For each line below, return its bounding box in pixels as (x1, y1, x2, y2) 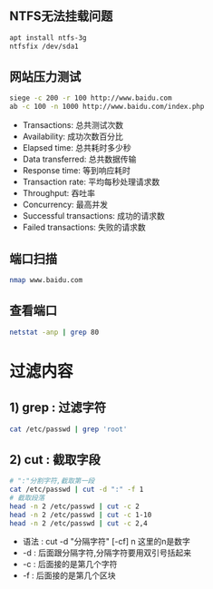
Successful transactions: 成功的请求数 (22, 211, 166, 221)
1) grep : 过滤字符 (9, 400, 107, 416)
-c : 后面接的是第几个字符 (22, 559, 118, 570)
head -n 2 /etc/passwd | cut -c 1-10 (9, 510, 152, 519)
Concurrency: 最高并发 (22, 199, 109, 211)
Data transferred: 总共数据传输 (22, 153, 137, 165)
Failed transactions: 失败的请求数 (22, 221, 147, 233)
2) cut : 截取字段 (9, 452, 102, 467)
